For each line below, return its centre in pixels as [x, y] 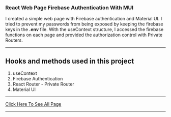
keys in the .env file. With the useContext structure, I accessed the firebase [84, 30]
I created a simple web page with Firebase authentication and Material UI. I [84, 19]
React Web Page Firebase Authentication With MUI [69, 8]
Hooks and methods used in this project [70, 61]
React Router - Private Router [44, 84]
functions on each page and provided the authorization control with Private [84, 35]
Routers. [14, 40]
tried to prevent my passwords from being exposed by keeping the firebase [84, 24]
